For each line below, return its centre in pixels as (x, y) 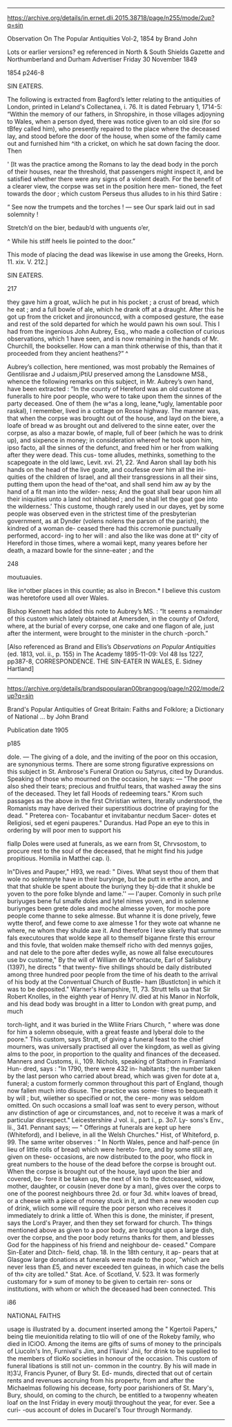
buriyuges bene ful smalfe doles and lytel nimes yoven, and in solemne (108, 901)
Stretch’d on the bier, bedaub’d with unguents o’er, (79, 228)
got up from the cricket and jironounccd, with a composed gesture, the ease (116, 316)
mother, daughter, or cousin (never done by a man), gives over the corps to (114, 1186)
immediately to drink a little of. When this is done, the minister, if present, (111, 1216)
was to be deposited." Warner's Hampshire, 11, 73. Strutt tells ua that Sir (109, 989)
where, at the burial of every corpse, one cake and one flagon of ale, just (111, 626)
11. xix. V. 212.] (28, 262)
